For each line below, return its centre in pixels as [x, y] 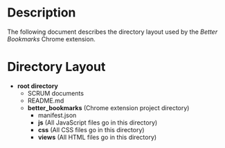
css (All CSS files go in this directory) [91, 129]
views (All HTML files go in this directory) [97, 137]
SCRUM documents [56, 93]
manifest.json [57, 115]
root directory [38, 86]
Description [42, 13]
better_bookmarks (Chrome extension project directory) [108, 107]
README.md [46, 101]
